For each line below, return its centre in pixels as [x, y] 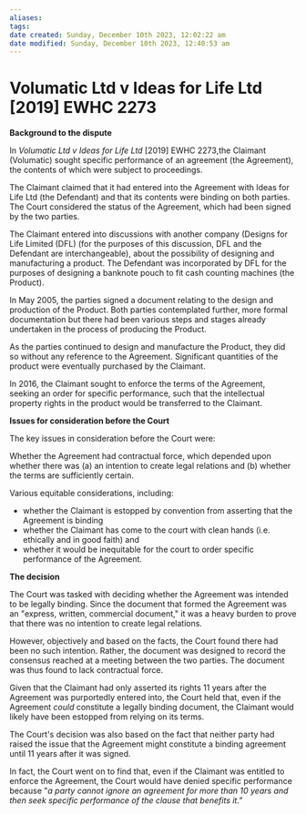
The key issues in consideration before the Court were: [112, 439]
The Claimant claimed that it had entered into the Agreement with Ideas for [149, 188]
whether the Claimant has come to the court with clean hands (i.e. [146, 530]
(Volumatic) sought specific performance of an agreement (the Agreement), [152, 160]
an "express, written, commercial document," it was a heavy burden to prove [153, 614]
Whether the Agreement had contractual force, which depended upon [140, 456]
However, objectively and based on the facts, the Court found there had [144, 641]
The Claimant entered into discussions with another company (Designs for [149, 234]
